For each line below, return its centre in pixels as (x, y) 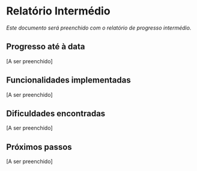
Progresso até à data (46, 47)
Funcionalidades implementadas (68, 80)
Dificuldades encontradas (56, 113)
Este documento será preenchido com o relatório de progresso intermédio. (99, 28)
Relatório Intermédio (58, 11)
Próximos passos (39, 147)
